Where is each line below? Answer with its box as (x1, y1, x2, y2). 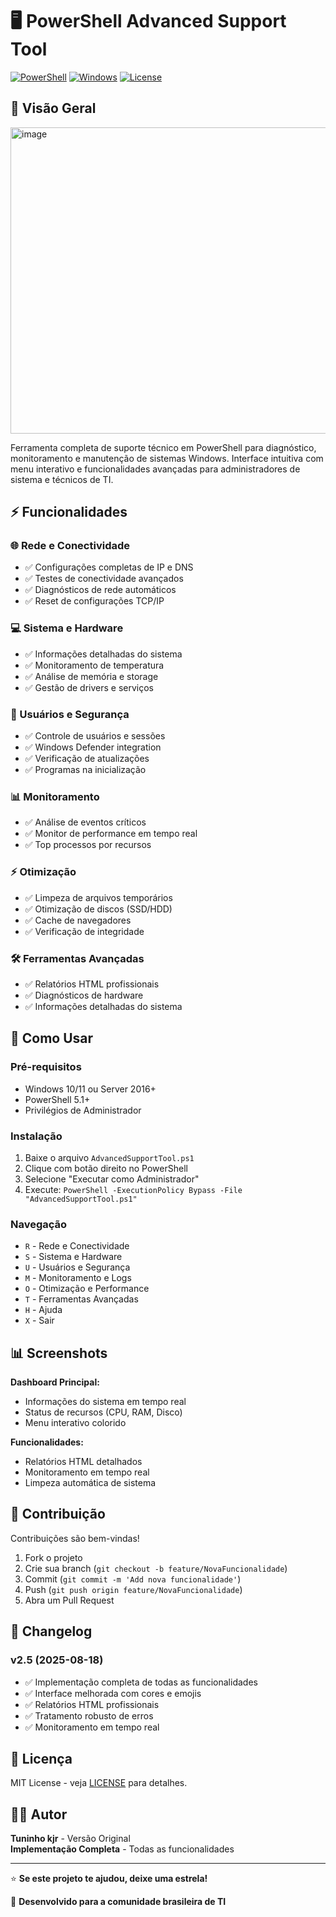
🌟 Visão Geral (10, 100, 97, 117)
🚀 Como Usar (10, 1030, 94, 1047)
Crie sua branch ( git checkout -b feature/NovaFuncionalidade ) (24, 1562, 288, 1574)
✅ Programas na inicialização (24, 764, 147, 776)
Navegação (10, 1217, 68, 1231)
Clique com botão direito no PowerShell (24, 1162, 188, 1174)
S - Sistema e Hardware (24, 1251, 123, 1263)
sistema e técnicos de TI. (10, 473, 114, 485)
